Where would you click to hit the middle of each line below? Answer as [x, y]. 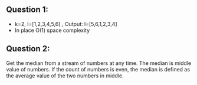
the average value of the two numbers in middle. [65, 76]
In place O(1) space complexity [52, 30]
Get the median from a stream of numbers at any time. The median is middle [99, 63]
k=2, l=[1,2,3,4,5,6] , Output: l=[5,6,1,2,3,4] [66, 24]
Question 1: [27, 10]
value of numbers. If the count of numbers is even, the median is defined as [98, 69]
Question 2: [28, 49]
